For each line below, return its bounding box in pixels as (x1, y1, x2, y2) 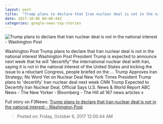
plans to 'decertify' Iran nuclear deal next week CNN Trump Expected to (5, 79, 149, 85)
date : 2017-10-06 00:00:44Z (5, 16, 62, 21)
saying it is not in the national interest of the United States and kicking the (5, 64, 152, 70)
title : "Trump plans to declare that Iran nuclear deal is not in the (5, 12, 153, 16)
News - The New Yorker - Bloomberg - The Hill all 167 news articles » (5, 90, 144, 95)
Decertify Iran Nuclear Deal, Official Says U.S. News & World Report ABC (5, 84, 150, 90)
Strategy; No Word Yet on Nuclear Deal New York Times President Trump (5, 74, 151, 80)
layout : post (5, 7, 32, 12)
